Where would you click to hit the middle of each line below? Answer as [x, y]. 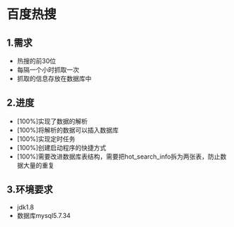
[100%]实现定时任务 [46, 139]
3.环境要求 [30, 190]
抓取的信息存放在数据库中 [54, 79]
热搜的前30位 [36, 61]
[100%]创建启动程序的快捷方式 [62, 147]
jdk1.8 [25, 207]
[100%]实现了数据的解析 [52, 121]
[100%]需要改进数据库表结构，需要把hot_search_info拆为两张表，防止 [118, 157]
